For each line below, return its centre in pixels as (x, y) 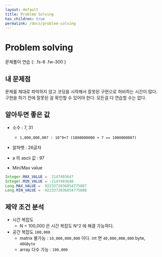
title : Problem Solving (30, 14)
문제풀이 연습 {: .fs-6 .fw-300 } (36, 62)
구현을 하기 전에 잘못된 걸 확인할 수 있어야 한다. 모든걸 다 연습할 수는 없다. (76, 98)
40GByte (27, 244)
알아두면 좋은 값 (28, 115)
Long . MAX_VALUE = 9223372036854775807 (46, 186)
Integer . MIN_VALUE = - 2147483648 (39, 181)
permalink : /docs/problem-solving (41, 23)
